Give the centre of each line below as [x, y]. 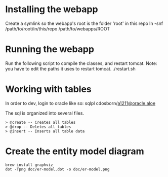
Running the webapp [50, 49]
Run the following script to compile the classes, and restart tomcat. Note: [81, 63]
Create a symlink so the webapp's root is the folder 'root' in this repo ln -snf [84, 23]
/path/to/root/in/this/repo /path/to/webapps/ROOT [58, 28]
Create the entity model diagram [75, 151]
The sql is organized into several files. [45, 113]
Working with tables [49, 89]
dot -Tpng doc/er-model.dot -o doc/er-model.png [57, 169]
